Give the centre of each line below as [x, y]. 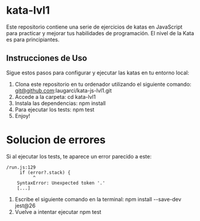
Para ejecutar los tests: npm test [54, 109]
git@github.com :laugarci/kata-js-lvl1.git [63, 91]
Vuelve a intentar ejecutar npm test [58, 211]
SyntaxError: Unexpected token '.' [61, 183]
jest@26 [25, 206]
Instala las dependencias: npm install [60, 103]
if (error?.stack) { [45, 172]
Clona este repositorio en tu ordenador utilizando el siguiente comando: [103, 84]
